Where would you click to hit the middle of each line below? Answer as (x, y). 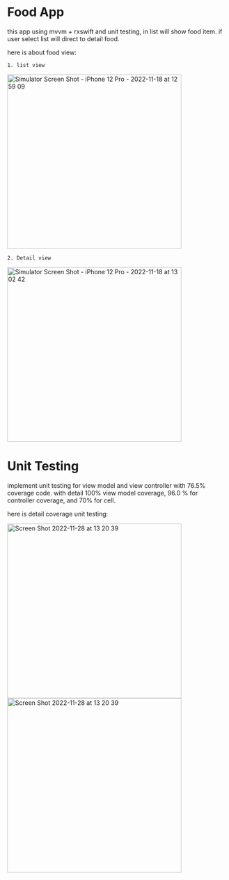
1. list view (26, 65)
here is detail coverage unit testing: (58, 514)
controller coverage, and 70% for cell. (62, 500)
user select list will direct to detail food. (63, 38)
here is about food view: (42, 52)
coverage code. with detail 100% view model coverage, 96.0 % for (103, 493)
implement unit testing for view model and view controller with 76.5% (106, 485)
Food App (36, 12)
